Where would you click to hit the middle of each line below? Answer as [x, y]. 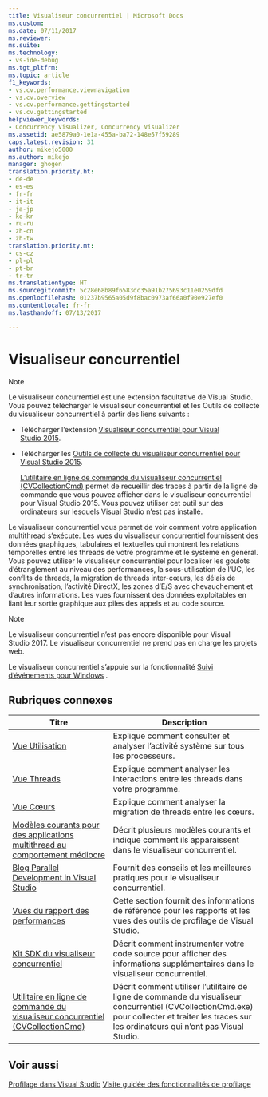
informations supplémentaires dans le [183, 964]
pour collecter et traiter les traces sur [182, 1017]
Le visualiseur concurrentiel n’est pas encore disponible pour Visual [120, 634]
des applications [43, 835]
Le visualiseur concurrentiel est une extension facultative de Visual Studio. [131, 397]
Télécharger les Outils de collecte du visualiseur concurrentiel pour [130, 453]
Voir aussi [33, 1065]
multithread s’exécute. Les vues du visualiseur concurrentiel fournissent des [134, 535]
